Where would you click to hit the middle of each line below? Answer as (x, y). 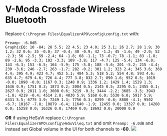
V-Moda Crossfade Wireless (65, 9)
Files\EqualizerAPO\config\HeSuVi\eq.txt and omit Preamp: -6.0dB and (79, 123)
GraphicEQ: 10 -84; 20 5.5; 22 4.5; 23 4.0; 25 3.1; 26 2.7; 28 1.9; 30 (82, 47)
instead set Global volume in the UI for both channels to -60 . (67, 129)
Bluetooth (26, 20)
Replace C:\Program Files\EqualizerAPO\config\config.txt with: (72, 33)
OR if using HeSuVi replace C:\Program (45, 117)
